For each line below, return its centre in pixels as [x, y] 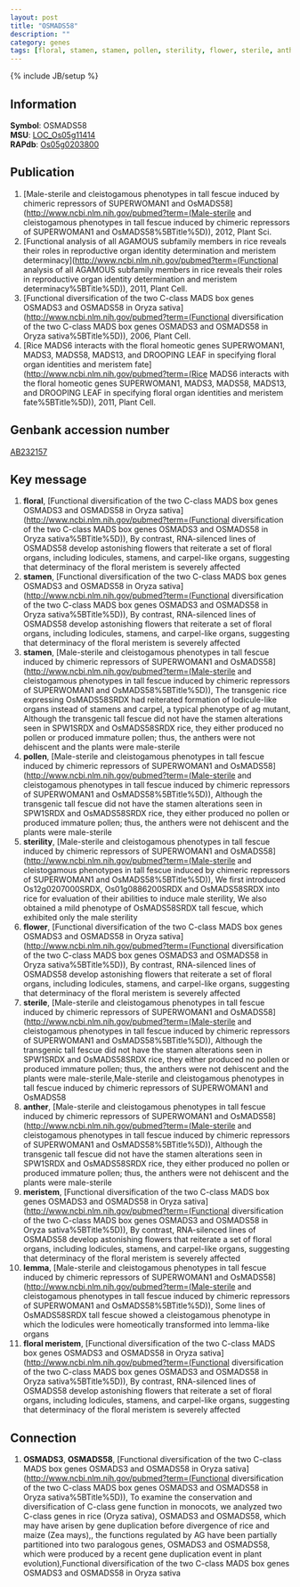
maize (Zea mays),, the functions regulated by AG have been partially [150, 1535]
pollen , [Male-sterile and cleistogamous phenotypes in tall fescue [144, 757]
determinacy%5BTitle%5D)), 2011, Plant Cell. [105, 288]
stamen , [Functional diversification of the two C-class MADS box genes [155, 577]
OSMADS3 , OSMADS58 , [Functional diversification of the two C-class [152, 1460]
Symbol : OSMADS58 [49, 125]
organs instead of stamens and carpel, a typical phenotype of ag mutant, [157, 709]
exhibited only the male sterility [80, 918]
